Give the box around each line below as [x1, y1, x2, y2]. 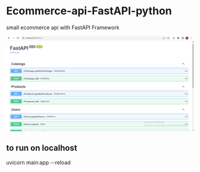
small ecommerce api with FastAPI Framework [6, 24, 120, 31]
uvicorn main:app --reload [6, 159, 71, 166]
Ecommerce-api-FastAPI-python [6, 4, 173, 18]
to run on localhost [6, 143, 77, 153]
